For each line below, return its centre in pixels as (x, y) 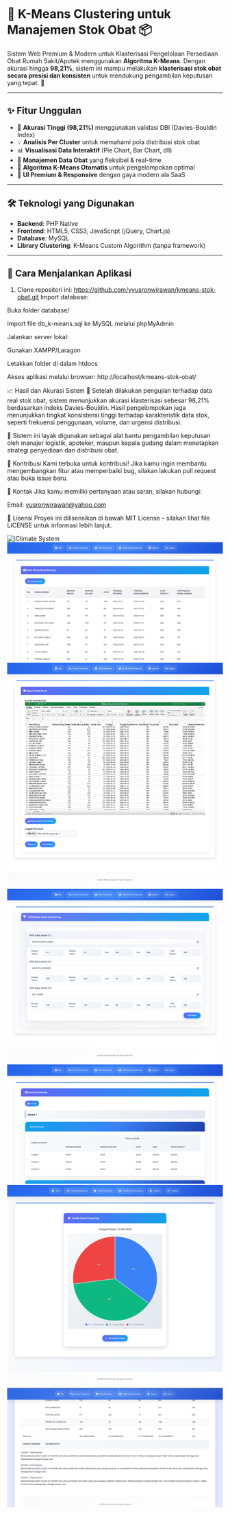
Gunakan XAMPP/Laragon (44, 350)
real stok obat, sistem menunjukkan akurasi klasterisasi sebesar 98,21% (108, 400)
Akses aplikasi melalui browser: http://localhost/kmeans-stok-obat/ (102, 377)
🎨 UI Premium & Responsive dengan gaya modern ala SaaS (101, 174)
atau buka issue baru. (38, 478)
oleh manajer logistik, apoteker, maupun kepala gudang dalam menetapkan (113, 443)
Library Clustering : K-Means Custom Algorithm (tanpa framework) (111, 245)
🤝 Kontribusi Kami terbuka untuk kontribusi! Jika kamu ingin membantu (107, 463)
